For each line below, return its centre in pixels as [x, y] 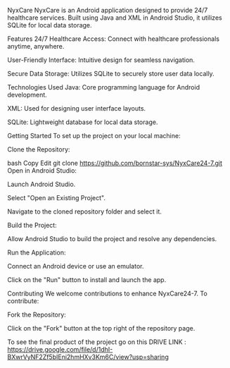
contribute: [23, 301]
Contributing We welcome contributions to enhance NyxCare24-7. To [107, 293]
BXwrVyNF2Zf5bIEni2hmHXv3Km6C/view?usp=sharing [88, 357]
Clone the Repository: [39, 149]
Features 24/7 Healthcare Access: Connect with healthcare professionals [114, 39]
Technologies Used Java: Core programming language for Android [104, 87]
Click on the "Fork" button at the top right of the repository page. [101, 328]
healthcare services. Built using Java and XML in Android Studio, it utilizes [115, 18]
